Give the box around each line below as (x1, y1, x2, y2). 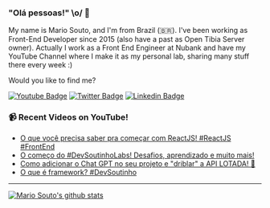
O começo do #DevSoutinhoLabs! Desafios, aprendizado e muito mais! (19, 150, 255, 160)
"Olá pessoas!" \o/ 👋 (8, 7, 91, 18)
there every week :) (8, 60, 73, 70)
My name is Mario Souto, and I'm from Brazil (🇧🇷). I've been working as (8, 26, 248, 35)
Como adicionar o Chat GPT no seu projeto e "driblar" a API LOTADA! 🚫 (19, 158, 256, 168)
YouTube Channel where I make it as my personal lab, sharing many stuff (8, 51, 250, 61)
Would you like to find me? (8, 75, 96, 85)
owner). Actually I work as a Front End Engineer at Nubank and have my (8, 43, 247, 53)
